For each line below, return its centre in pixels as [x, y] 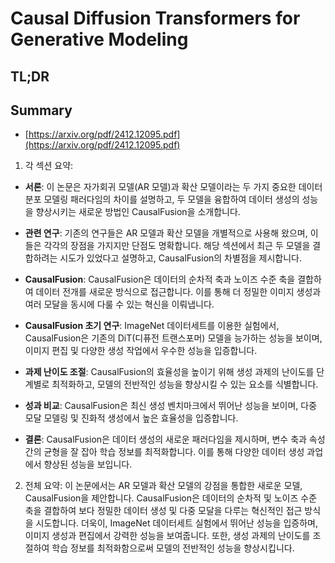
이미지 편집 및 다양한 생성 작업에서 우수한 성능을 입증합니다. [141, 351]
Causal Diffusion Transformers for [155, 18]
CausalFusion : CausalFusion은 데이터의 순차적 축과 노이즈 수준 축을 [160, 279]
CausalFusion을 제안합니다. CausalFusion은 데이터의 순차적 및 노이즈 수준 [171, 498]
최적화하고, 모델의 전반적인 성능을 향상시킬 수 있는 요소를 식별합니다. [185, 384]
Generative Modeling [99, 39]
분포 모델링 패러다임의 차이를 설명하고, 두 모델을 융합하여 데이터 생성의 [162, 199]
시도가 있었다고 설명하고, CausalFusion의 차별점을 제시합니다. [181, 258]
